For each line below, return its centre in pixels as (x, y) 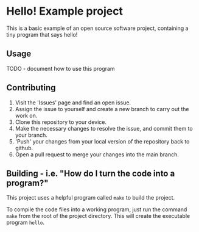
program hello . (25, 223)
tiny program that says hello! (42, 34)
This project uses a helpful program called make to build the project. (91, 198)
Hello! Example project (65, 11)
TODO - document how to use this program (61, 68)
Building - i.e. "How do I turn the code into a (91, 173)
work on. (26, 115)
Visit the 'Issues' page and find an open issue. (73, 103)
